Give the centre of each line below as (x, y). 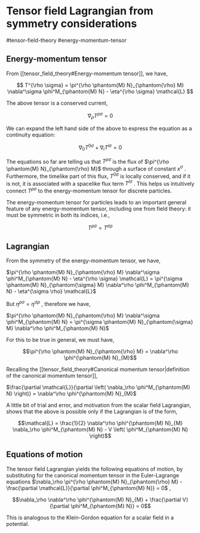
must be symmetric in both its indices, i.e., (58, 215)
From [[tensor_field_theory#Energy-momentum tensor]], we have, (87, 73)
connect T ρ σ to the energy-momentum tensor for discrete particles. (89, 190)
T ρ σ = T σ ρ (100, 227)
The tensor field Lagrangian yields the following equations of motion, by (95, 469)
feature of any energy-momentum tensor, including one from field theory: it (99, 209)
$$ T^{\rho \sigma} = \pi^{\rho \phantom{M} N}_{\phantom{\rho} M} (100, 85)
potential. (18, 523)
